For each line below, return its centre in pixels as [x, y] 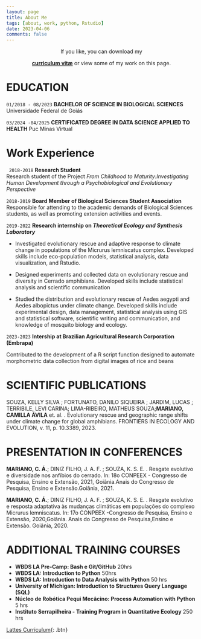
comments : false [27, 34]
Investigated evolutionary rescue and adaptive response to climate [98, 243]
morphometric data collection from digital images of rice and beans [90, 361]
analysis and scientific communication [62, 287]
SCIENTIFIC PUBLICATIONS [76, 386]
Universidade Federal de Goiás [45, 111]
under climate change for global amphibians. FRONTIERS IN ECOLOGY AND [101, 421]
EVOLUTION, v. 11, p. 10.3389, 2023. [51, 428]
